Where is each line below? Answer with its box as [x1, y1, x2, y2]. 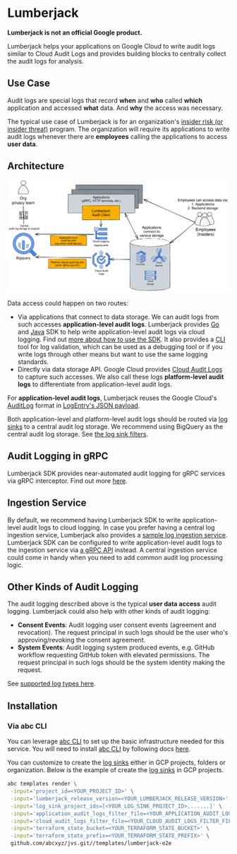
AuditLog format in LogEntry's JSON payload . [7, 401, 140, 410]
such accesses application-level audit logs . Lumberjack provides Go [17, 320, 220, 329]
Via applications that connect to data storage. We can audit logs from [17, 312, 219, 321]
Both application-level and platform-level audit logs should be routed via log [7, 415, 228, 423]
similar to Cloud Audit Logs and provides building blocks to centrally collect [7, 49, 227, 58]
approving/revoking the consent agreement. [17, 636, 146, 645]
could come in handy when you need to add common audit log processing [7, 553, 224, 561]
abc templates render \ [7, 781, 78, 788]
